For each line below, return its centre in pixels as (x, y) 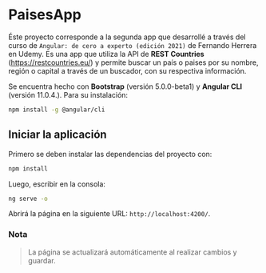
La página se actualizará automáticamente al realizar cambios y (132, 252)
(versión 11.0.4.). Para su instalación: (68, 94)
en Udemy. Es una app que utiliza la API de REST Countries (107, 54)
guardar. (42, 260)
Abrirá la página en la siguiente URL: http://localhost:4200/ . (109, 214)
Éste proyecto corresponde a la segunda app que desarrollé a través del (127, 37)
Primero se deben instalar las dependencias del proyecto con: (110, 154)
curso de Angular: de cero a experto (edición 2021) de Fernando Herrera (133, 45)
